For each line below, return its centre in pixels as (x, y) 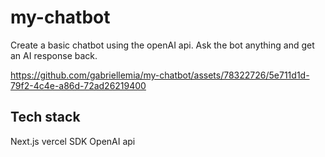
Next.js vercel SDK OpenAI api (73, 141)
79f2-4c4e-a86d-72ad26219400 (78, 85)
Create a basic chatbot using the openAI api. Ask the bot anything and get (162, 45)
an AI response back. (54, 55)
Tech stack (45, 117)
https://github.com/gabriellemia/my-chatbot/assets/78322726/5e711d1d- (160, 75)
